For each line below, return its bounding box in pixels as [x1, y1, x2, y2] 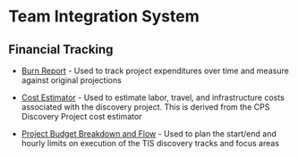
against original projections [21, 75, 122, 86]
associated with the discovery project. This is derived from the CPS [21, 102, 270, 112]
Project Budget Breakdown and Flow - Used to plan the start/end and [21, 128, 277, 139]
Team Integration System [8, 6, 200, 27]
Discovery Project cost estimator [21, 112, 142, 121]
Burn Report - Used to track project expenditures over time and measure [21, 65, 290, 76]
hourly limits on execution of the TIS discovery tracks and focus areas [21, 138, 279, 148]
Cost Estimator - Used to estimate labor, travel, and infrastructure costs [21, 92, 285, 103]
